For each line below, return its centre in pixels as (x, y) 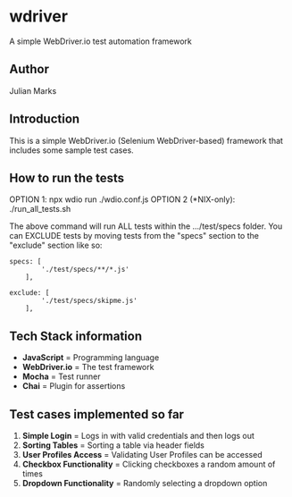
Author (29, 69)
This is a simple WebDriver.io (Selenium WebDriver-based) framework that (146, 140)
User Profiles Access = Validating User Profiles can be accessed (142, 455)
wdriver (39, 17)
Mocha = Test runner (61, 376)
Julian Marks (33, 90)
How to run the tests (67, 177)
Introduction (45, 119)
